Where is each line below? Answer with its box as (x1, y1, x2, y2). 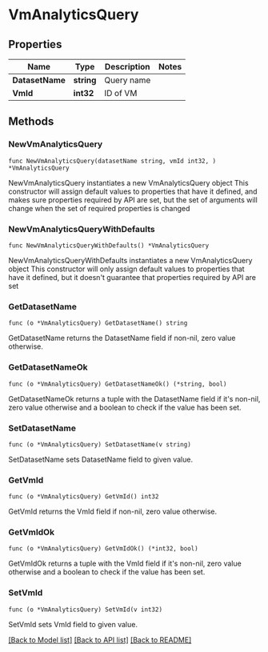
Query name (103, 74, 151, 86)
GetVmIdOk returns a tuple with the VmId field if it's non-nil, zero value (8, 558, 242, 569)
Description (104, 62, 150, 72)
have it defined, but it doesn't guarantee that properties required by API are (8, 272, 256, 282)
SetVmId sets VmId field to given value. (8, 619, 138, 629)
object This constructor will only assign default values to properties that (8, 264, 246, 274)
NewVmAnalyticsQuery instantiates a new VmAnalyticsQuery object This (8, 178, 250, 187)
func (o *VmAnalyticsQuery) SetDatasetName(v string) (8, 440, 192, 449)
